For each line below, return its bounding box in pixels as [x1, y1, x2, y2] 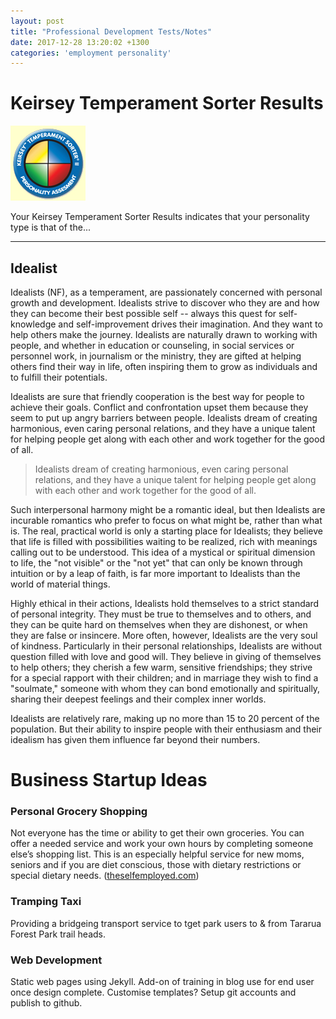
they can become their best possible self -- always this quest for [10, 308, 277, 319]
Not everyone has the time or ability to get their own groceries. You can [10, 827, 305, 839]
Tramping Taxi [10, 895, 82, 909]
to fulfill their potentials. [10, 371, 108, 383]
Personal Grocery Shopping [10, 805, 148, 819]
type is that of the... [10, 221, 91, 234]
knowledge [10, 318, 57, 330]
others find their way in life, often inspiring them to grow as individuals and [10, 361, 318, 372]
